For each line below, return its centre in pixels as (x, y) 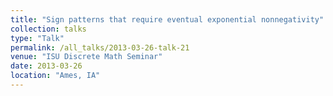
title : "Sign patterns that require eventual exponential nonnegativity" (167, 19)
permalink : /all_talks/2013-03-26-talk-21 (100, 47)
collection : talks (48, 29)
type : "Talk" (37, 38)
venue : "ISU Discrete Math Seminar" (86, 57)
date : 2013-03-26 (46, 66)
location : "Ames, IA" (55, 76)
